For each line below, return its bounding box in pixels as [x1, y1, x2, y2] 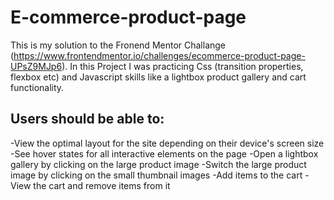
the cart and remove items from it [33, 179, 171, 191]
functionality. [10, 81, 65, 93]
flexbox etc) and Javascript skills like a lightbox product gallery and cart [10, 71, 307, 83]
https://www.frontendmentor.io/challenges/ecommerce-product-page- [13, 49, 306, 61]
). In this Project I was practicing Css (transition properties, [61, 60, 304, 72]
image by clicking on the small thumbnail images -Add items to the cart [10, 169, 303, 181]
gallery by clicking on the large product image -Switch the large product [10, 158, 307, 170]
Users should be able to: [10, 111, 165, 128]
